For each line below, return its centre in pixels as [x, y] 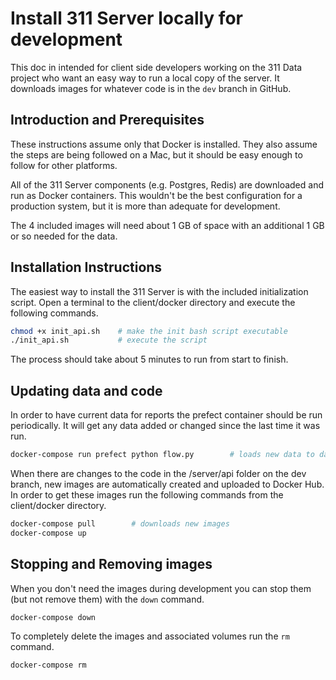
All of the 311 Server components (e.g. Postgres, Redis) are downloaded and [167, 184]
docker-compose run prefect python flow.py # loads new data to [162, 455]
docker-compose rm [48, 665]
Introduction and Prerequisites [107, 120]
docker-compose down [53, 617]
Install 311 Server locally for [126, 18]
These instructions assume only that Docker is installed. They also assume [164, 144]
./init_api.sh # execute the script [109, 340]
